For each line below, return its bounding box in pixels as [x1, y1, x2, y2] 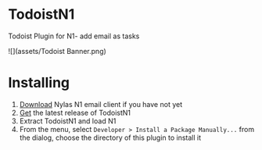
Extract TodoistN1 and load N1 [19, 116, 117, 126]
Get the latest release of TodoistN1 [19, 108, 131, 117]
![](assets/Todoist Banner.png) [8, 46, 107, 55]
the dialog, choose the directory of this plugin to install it [19, 133, 202, 142]
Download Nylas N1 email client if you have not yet [19, 99, 182, 109]
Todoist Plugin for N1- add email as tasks [8, 31, 140, 41]
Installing [8, 74, 70, 91]
